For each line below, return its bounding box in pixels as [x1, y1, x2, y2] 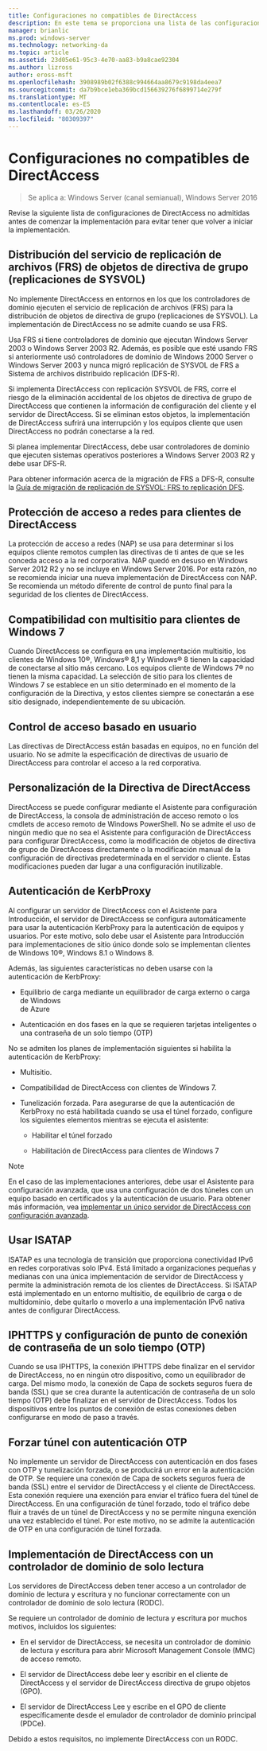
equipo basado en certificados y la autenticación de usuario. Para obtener [8, 1193, 251, 1203]
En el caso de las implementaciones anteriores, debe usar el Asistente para [8, 1177, 254, 1186]
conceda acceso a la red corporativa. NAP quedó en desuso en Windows [8, 556, 249, 566]
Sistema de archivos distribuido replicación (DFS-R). [8, 368, 180, 378]
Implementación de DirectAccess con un [8, 1547, 214, 1561]
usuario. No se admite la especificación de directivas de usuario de [8, 749, 229, 760]
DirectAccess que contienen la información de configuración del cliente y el [8, 401, 257, 411]
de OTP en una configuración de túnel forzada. [8, 1524, 162, 1534]
